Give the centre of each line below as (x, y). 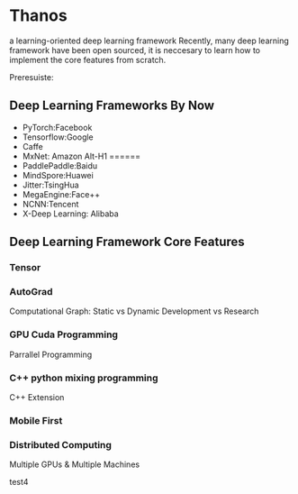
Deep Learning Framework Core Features (127, 242)
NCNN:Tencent (50, 204)
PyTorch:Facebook (57, 127)
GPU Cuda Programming (64, 334)
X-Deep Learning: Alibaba (70, 214)
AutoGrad (31, 291)
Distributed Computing (61, 444)
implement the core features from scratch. (88, 59)
